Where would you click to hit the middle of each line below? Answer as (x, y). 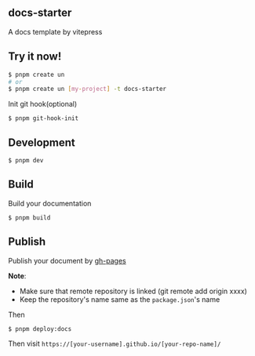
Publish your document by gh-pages (67, 260)
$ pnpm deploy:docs (40, 329)
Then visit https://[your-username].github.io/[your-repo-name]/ (115, 343)
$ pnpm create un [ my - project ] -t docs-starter (87, 89)
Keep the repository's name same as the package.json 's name (120, 299)
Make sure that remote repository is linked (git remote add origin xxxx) (133, 291)
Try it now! (35, 57)
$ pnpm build (29, 218)
